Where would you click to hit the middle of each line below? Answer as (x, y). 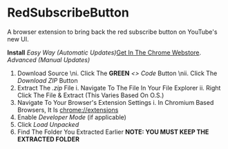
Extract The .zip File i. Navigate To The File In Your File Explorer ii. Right (119, 88)
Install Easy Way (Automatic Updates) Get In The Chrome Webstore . (104, 52)
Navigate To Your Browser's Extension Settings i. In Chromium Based (115, 102)
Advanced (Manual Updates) (49, 59)
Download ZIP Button (47, 80)
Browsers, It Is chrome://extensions (68, 110)
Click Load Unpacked (48, 124)
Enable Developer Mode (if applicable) (72, 117)
